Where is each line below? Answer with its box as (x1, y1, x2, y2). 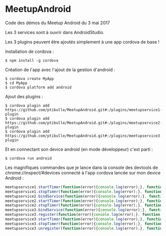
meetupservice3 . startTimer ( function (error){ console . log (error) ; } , (5, 217, 145, 222)
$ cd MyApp (5, 80, 28, 85)
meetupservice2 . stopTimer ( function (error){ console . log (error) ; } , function (5, 203, 163, 208)
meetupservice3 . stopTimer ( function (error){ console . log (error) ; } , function (5, 221, 163, 226)
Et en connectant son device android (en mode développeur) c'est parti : (5, 146, 153, 152)
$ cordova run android (5, 156, 52, 161)
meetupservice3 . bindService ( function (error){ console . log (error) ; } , (5, 207, 147, 213)
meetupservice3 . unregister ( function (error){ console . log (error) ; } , (5, 226, 145, 231)
